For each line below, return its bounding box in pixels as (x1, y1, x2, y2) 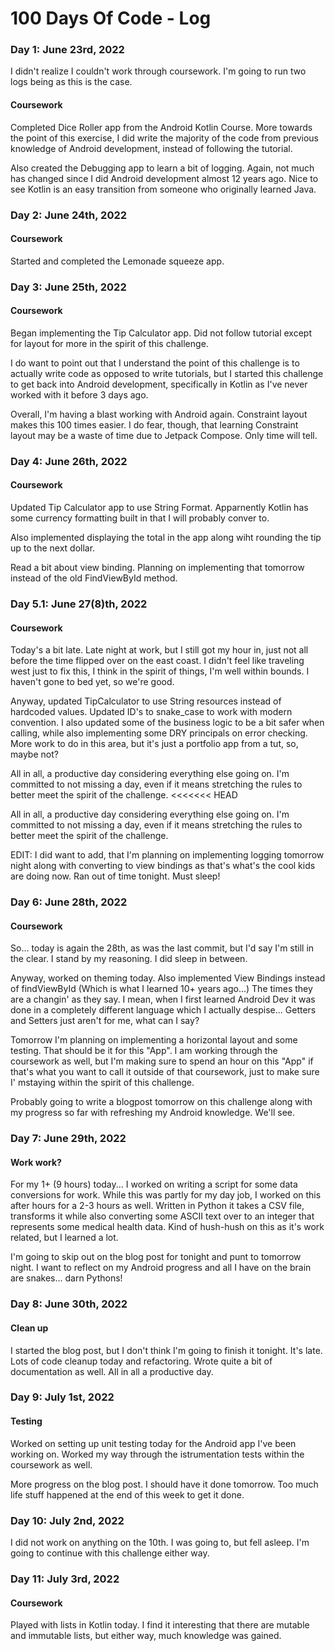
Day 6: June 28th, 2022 (10, 895, 128, 909)
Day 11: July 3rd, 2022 (10, 1572, 120, 1586)
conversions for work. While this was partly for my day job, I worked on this (10, 1189, 322, 1201)
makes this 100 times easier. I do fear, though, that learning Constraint (10, 418, 299, 431)
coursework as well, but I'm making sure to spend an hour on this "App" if (10, 1055, 314, 1067)
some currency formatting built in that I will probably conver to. (10, 512, 270, 524)
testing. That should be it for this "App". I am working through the (10, 1045, 278, 1057)
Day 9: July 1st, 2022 (10, 1390, 115, 1404)
